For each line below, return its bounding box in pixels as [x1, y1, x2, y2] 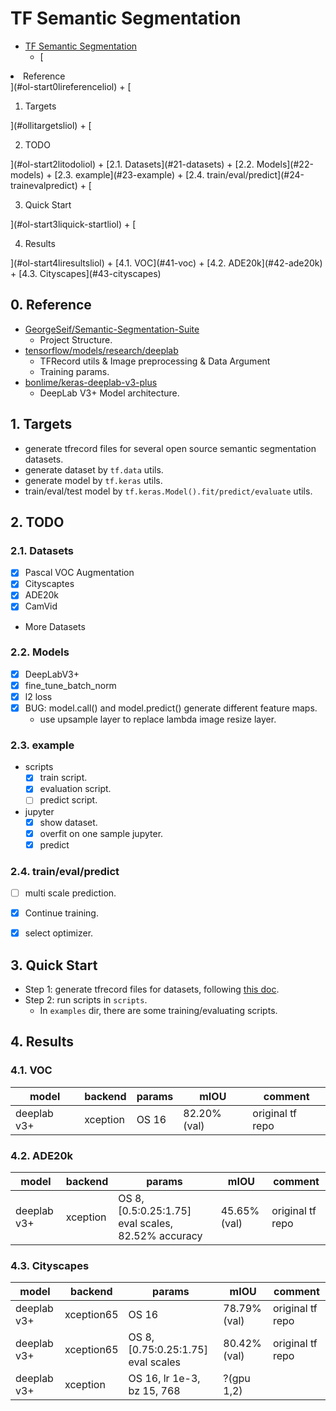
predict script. [39, 794, 98, 806]
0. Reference [10, 297, 92, 314]
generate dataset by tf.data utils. [24, 463, 164, 476]
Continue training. [24, 907, 99, 919]
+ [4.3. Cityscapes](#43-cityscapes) [10, 267, 162, 279]
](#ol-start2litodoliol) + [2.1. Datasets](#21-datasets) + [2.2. [10, 158, 255, 170]
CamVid [24, 600, 58, 612]
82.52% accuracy [118, 1229, 203, 1242]
